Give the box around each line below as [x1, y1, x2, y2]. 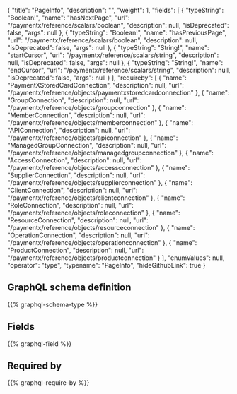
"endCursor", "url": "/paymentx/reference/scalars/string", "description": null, [7, 66, 231, 74]
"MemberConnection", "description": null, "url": [7, 111, 146, 119]
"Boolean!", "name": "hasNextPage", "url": [7, 13, 130, 22]
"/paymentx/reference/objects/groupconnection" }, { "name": [7, 104, 187, 112]
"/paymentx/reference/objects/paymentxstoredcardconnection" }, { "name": [7, 88, 230, 97]
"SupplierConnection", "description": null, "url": [7, 171, 145, 179]
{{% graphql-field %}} [7, 339, 72, 348]
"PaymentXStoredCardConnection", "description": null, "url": [7, 81, 184, 89]
